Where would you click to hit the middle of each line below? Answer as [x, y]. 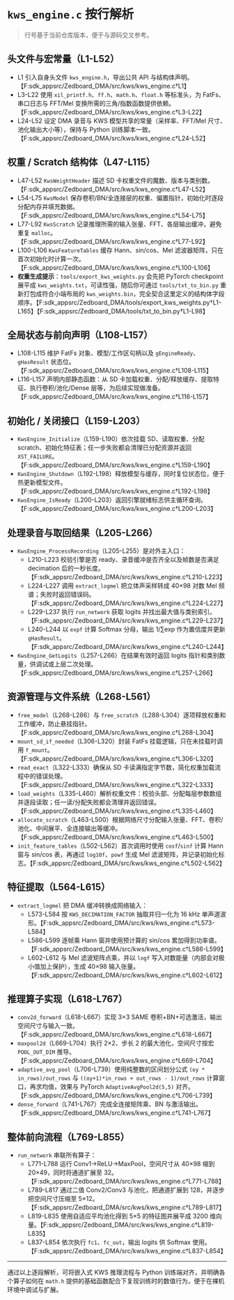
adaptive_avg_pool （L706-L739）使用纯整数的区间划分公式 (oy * [111, 1069]
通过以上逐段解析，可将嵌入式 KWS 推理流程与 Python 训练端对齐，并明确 [113, 1272]
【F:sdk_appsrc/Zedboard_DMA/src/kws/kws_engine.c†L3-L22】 [111, 112]
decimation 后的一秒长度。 [66, 568]
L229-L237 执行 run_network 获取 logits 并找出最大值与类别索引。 [122, 612]
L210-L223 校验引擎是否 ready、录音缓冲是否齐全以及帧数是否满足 [123, 559]
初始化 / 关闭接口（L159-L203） [76, 421]
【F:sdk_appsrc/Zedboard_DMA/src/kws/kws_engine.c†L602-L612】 [127, 975]
